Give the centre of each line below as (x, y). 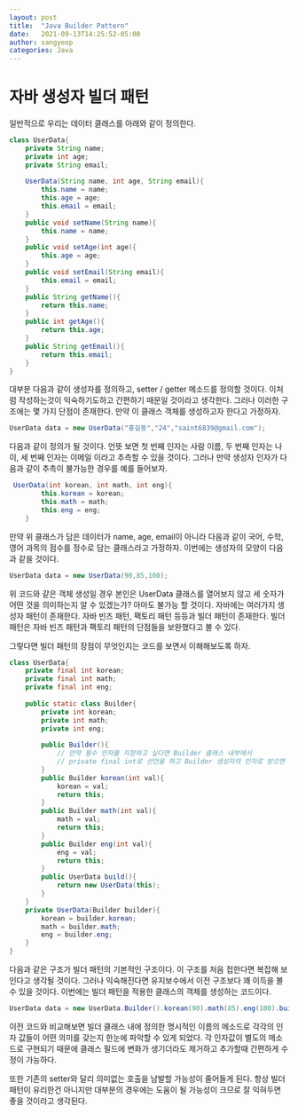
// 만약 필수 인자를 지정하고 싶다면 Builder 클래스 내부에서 (154, 754)
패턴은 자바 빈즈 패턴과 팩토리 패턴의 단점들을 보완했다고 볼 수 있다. (125, 627)
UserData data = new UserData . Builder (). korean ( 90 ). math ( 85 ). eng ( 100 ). (144, 1008)
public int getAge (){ (65, 322)
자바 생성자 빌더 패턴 (79, 97)
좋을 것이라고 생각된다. (48, 1101)
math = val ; (78, 819)
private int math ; (75, 720)
